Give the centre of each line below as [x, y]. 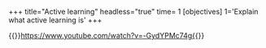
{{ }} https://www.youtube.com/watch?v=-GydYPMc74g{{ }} [107, 36]
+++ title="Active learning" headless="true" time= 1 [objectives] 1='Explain [133, 12]
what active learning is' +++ [55, 20]
